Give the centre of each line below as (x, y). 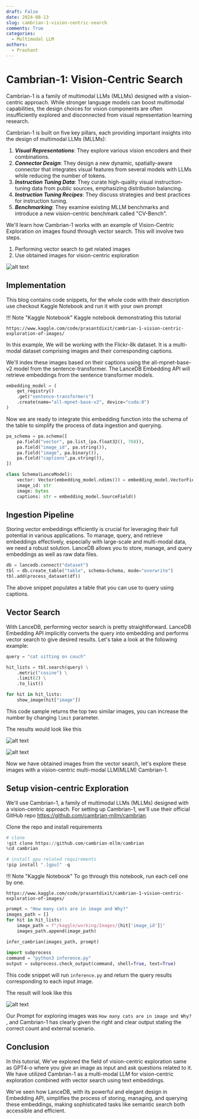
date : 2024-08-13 (28, 17)
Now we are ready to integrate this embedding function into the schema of (97, 419)
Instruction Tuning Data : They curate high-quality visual (84, 182)
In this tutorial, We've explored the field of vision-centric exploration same (96, 1061)
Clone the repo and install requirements (54, 827)
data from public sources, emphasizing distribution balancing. (107, 188)
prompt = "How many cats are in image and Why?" (67, 909)
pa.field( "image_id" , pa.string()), (62, 447)
